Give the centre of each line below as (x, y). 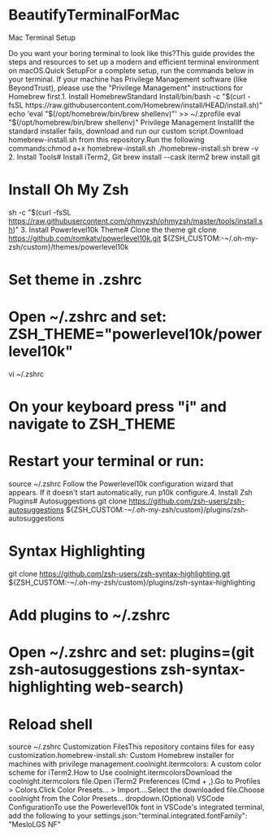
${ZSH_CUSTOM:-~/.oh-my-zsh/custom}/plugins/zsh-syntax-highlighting (132, 582)
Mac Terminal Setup (42, 37)
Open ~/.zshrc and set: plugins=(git (131, 653)
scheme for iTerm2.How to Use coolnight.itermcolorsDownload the (121, 773)
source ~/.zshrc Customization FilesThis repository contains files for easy (131, 747)
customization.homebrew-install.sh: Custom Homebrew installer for (121, 755)
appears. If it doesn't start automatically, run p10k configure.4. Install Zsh (131, 493)
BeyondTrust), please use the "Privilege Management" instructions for (126, 88)
